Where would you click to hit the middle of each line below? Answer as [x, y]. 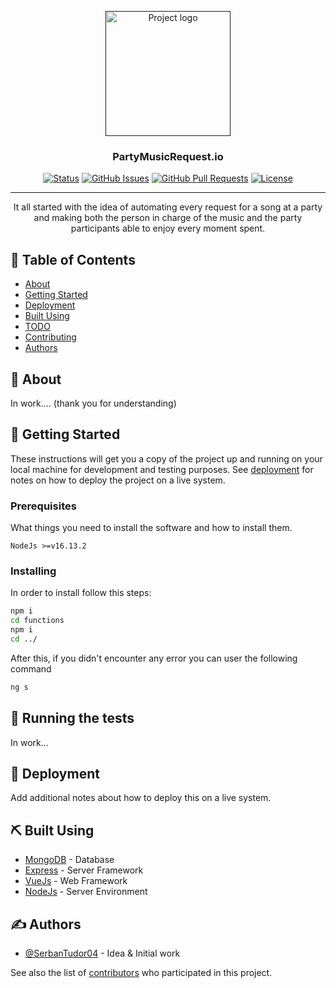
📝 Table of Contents [73, 259]
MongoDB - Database [69, 860]
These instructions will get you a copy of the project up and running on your [166, 458]
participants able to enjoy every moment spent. [168, 228]
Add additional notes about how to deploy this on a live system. [141, 798]
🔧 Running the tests [72, 718]
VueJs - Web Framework [76, 881]
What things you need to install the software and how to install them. [151, 528]
